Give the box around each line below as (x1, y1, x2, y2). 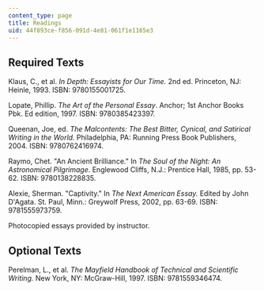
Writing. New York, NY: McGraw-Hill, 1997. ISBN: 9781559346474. (8, 274, 223, 282)
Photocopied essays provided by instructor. (8, 221, 150, 231)
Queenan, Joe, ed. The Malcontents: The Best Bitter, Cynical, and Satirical (8, 124, 251, 134)
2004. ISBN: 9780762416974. (8, 141, 104, 151)
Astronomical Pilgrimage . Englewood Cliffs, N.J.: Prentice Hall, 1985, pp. (8, 165, 243, 174)
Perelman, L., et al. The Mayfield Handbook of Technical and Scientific (8, 265, 239, 274)
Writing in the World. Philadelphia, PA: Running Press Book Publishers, (8, 132, 237, 143)
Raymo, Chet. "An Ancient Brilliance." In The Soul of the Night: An (8, 156, 221, 167)
